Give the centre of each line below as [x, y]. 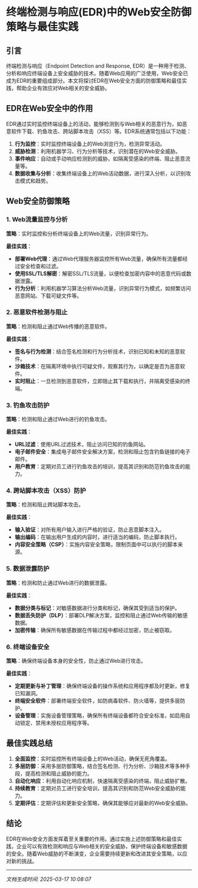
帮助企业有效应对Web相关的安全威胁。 [63, 88]
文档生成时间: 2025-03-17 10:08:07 [49, 879]
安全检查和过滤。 [41, 266]
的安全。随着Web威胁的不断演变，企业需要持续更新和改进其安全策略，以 [94, 853]
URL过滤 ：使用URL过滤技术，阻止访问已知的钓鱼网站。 [82, 445]
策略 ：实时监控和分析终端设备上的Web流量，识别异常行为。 [79, 234]
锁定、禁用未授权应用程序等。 [56, 722]
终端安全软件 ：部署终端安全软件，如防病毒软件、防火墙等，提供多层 [97, 701]
